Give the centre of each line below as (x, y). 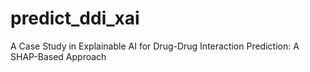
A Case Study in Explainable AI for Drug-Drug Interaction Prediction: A (155, 46)
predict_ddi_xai (75, 18)
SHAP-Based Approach (58, 56)
